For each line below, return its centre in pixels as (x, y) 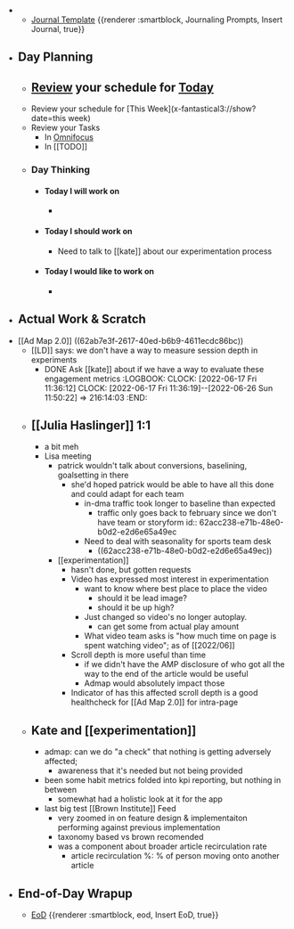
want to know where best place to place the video (176, 589)
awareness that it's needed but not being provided (150, 770)
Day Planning (55, 57)
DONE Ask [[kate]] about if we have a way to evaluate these (154, 369)
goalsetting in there (93, 475)
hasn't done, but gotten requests (131, 570)
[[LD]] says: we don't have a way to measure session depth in (144, 350)
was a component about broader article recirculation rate (162, 846)
